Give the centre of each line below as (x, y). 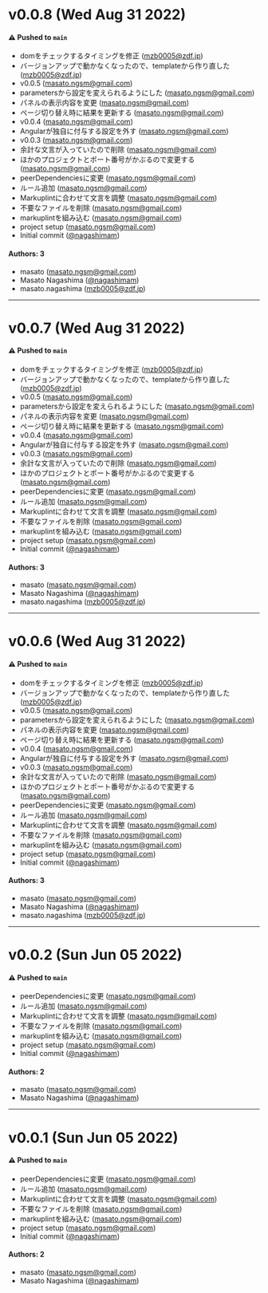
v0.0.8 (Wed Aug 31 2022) (97, 15)
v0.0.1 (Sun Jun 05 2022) (93, 1137)
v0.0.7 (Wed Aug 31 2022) (97, 328)
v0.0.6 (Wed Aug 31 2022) (97, 642)
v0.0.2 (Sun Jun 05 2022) (95, 954)
